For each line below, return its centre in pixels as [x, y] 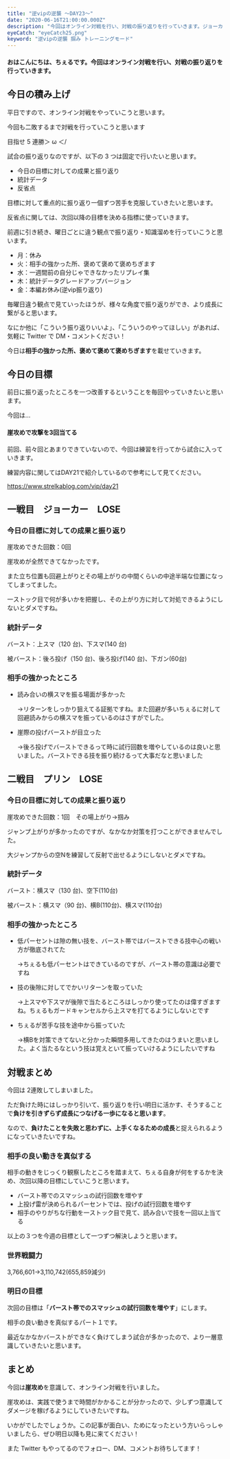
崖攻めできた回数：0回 [39, 547]
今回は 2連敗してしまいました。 [52, 1090]
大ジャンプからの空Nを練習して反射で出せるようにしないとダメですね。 [108, 855]
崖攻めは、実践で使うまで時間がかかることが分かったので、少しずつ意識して [115, 1402]
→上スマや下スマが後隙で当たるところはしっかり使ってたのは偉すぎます [119, 1002]
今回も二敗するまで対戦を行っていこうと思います [76, 127]
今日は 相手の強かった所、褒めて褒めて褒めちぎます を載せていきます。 [106, 350]
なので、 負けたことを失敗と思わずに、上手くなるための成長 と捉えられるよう [115, 1128]
